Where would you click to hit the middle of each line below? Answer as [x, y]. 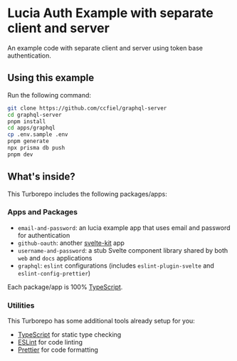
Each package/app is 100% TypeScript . [65, 287]
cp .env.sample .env [38, 135]
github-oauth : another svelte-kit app [71, 243]
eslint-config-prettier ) [54, 273]
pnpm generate [28, 141]
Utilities [21, 305]
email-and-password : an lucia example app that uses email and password [124, 227]
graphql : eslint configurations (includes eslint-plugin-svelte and [116, 266]
